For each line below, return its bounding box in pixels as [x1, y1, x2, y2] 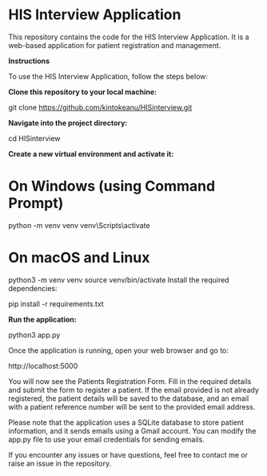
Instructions [8, 56, 50, 66]
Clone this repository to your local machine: [8, 86, 157, 97]
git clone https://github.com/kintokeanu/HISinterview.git [8, 102, 193, 112]
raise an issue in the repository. [8, 458, 112, 468]
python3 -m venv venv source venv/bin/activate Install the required [8, 274, 229, 285]
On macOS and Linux [8, 249, 150, 267]
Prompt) [8, 194, 64, 213]
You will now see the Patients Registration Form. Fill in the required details [8, 376, 252, 386]
